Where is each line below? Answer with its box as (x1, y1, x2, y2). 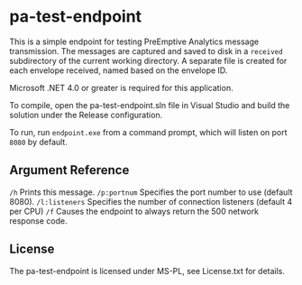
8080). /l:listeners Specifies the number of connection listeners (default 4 (9, 196, 293, 207)
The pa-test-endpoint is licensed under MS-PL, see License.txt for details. (9, 265, 286, 276)
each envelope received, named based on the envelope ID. (9, 65, 228, 76)
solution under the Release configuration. (9, 109, 163, 120)
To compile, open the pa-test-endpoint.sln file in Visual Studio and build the (9, 99, 290, 110)
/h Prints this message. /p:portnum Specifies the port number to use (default (9, 187, 293, 198)
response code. (9, 215, 68, 226)
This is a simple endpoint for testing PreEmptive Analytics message (9, 36, 260, 47)
